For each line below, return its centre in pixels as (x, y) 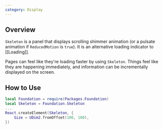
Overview (20, 30)
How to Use (23, 88)
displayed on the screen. (30, 72)
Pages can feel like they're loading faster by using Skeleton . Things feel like (82, 62)
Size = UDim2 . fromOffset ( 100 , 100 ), (52, 117)
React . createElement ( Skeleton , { (39, 113)
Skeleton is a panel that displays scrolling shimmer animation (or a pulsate (80, 42)
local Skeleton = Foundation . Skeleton (45, 104)
